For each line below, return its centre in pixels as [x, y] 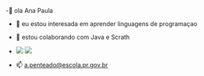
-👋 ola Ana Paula [30, 11]
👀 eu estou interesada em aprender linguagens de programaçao [106, 24]
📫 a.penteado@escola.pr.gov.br [62, 65]
